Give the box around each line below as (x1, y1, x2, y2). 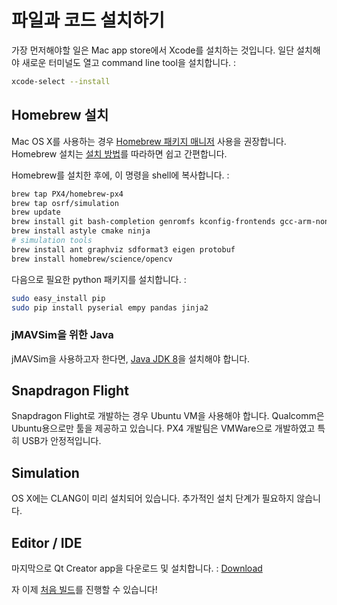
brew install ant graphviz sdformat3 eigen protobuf (11, 244, 236, 255)
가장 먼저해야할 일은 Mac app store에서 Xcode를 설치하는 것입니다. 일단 (11, 44, 295, 56)
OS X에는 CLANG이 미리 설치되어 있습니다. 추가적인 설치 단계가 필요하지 (11, 492, 295, 505)
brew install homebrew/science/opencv (11, 254, 173, 264)
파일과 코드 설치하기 (11, 9, 166, 32)
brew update (11, 207, 61, 218)
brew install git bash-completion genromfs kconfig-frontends (11, 217, 276, 227)
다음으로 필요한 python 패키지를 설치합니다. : (11, 273, 187, 285)
